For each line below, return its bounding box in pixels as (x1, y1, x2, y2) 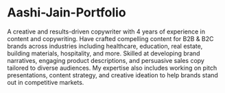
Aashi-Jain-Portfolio (7, 5, 126, 21)
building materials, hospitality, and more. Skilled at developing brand (7, 49, 200, 57)
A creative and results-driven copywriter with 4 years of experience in (7, 27, 206, 36)
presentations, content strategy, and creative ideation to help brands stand (7, 70, 218, 79)
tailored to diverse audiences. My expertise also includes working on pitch (7, 64, 217, 72)
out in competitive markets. (7, 78, 84, 86)
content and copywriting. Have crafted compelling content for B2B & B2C (7, 34, 214, 42)
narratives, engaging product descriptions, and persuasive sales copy (7, 56, 204, 64)
